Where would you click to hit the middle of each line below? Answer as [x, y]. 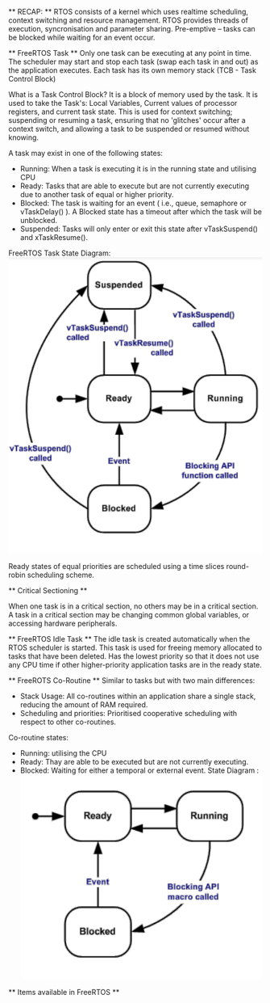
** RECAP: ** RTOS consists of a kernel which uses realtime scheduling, [128, 12]
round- [238, 566]
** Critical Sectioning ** [48, 590]
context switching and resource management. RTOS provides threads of [128, 20]
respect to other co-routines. [68, 722]
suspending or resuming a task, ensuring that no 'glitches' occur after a [127, 120]
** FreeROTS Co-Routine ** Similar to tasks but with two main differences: [132, 680]
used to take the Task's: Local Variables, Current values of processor [123, 103]
